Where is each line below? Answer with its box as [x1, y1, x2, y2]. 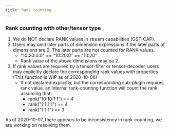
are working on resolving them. [5, 122, 71, 128]
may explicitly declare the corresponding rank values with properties [12, 69, 158, 75]
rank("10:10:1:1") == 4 [28, 96, 73, 102]
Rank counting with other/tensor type [5, 24, 101, 31]
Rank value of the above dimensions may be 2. [20, 57, 120, 64]
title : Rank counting [5, 7, 52, 13]
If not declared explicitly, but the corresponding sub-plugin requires [20, 79, 164, 85]
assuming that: [20, 90, 52, 96]
